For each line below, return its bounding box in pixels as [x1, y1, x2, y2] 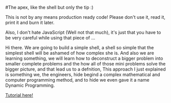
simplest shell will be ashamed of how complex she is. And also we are [5, 50, 154, 56]
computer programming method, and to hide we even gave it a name [5, 77, 150, 83]
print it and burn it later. [5, 20, 55, 25]
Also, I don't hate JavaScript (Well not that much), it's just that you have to [5, 29, 161, 35]
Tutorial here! [5, 92, 33, 98]
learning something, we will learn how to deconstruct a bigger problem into [5, 55, 163, 61]
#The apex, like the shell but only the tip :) [5, 5, 93, 10]
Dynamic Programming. [5, 82, 55, 88]
